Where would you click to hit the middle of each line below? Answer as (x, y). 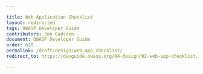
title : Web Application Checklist (50, 17)
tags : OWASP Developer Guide (43, 28)
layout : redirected (31, 23)
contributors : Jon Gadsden (40, 34)
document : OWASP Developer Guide (48, 40)
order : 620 (20, 45)
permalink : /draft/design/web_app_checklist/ (64, 51)
